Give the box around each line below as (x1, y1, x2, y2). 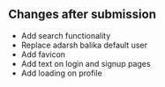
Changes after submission (8, 7, 156, 22)
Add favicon (20, 48, 66, 60)
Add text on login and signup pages (20, 58, 151, 69)
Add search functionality (20, 30, 111, 40)
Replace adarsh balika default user (20, 40, 147, 50)
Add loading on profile (20, 68, 102, 78)
